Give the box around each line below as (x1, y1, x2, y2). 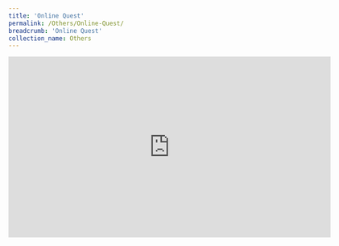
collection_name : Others (8, 34, 92, 43)
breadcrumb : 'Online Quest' (8, 27, 103, 35)
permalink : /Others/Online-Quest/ (8, 19, 125, 27)
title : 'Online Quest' (8, 11, 85, 20)
